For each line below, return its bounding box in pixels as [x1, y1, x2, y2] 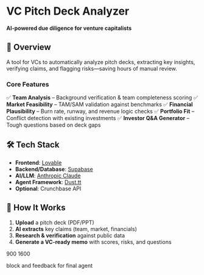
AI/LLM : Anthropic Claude [15, 172, 81, 179]
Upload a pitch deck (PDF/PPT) [15, 218, 94, 226]
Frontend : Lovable [15, 159, 62, 166]
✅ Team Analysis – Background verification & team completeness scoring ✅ [6, 94, 199, 101]
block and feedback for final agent [6, 262, 93, 269]
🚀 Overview [6, 42, 51, 52]
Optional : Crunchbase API [15, 185, 82, 192]
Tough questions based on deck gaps [6, 121, 101, 129]
